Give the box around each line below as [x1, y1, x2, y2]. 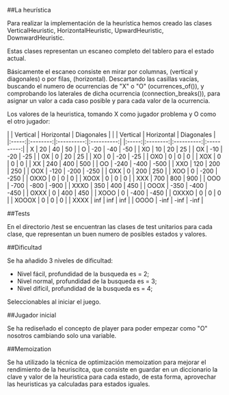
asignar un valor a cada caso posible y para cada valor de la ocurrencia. [7, 97, 211, 105]
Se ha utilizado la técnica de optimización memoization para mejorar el [7, 358, 206, 366]
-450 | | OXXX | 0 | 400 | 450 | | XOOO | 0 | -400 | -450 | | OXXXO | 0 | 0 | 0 [7, 189, 221, 197]
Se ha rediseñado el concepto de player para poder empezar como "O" [7, 324, 208, 332]
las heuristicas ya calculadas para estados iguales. [7, 380, 150, 388]
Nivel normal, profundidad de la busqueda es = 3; [16, 277, 157, 285]
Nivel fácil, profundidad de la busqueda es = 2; [16, 270, 149, 278]
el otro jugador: [7, 117, 51, 125]
